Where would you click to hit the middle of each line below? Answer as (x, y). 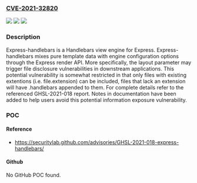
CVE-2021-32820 (32, 8)
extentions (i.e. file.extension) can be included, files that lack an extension (96, 81)
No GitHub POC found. (34, 175)
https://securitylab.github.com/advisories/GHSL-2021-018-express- (97, 142)
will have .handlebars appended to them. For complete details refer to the (95, 87)
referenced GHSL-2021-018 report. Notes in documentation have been (91, 94)
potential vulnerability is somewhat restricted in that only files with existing (96, 75)
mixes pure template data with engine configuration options (107, 56)
